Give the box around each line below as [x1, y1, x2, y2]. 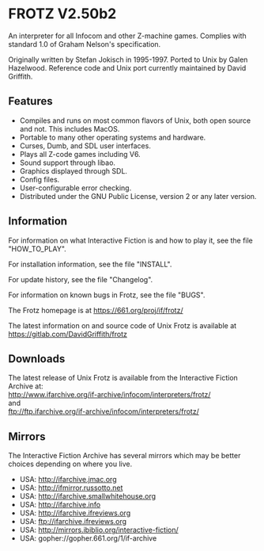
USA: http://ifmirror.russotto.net [19, 483, 123, 492]
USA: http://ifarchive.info [19, 500, 101, 510]
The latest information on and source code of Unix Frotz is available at [8, 320, 237, 330]
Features [8, 94, 53, 108]
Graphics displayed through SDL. [19, 166, 128, 175]
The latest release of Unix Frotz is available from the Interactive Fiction [8, 373, 239, 383]
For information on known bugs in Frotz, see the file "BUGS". [8, 290, 206, 300]
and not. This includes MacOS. [19, 124, 120, 133]
